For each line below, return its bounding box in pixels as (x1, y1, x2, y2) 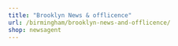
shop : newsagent (8, 26, 61, 34)
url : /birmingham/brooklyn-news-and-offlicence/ (8, 19, 171, 27)
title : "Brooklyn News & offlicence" (8, 11, 132, 19)
